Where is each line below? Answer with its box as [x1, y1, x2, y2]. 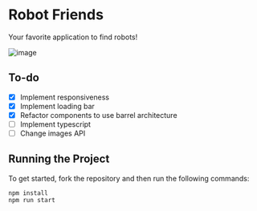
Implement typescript [19, 119, 91, 129]
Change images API [19, 128, 86, 138]
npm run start [8, 196, 56, 204]
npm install [8, 189, 48, 197]
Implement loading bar [19, 101, 95, 111]
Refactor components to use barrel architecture [19, 110, 178, 120]
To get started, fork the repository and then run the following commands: [8, 173, 250, 183]
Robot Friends [8, 6, 104, 24]
